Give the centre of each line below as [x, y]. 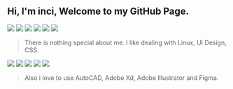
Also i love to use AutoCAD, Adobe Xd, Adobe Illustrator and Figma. [121, 78]
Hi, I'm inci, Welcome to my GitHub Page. [98, 11]
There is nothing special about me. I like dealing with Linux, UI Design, [125, 42]
